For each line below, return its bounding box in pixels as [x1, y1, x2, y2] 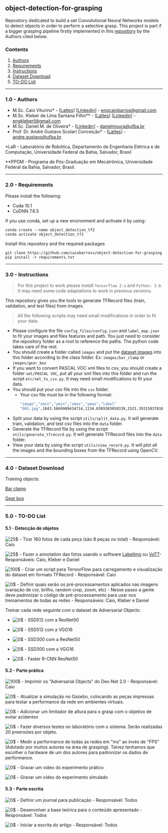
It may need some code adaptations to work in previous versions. [17, 288, 152, 293]
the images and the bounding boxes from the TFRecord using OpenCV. [12, 447, 158, 453]
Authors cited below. [5, 33, 48, 39]
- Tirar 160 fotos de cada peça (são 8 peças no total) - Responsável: [19, 536, 160, 542]
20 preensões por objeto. [5, 729, 57, 735]
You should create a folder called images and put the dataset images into [12, 349, 161, 355]
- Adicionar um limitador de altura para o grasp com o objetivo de [16, 708, 152, 715]
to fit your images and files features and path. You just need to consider [12, 333, 160, 339]
